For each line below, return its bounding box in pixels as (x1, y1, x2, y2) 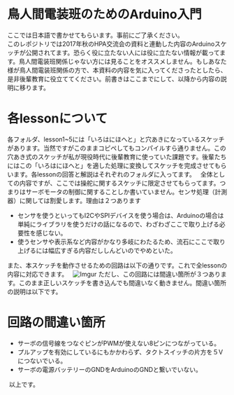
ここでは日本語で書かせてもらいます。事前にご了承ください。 (7, 31, 184, 39)
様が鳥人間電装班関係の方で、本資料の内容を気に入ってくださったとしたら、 (7, 66, 227, 74)
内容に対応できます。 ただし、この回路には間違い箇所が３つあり (7, 270, 221, 278)
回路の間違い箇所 (7, 314, 106, 331)
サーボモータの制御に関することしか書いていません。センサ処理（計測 (25, 187, 228, 196)
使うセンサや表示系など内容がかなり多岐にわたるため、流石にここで (17, 237, 214, 246)
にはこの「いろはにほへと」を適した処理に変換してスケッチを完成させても (7, 161, 221, 169)
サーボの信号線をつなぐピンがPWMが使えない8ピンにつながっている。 (17, 339, 221, 347)
